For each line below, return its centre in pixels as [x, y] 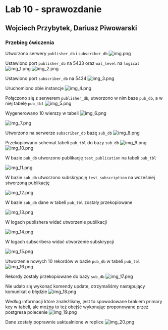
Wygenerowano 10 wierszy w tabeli [42, 113]
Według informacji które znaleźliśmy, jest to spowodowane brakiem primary [84, 301]
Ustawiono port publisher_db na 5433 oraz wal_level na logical [72, 63]
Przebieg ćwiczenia [30, 43]
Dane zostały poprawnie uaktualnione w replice [54, 322]
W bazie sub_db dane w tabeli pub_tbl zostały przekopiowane [69, 202]
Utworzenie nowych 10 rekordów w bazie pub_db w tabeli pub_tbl [73, 261]
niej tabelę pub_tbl [25, 103]
